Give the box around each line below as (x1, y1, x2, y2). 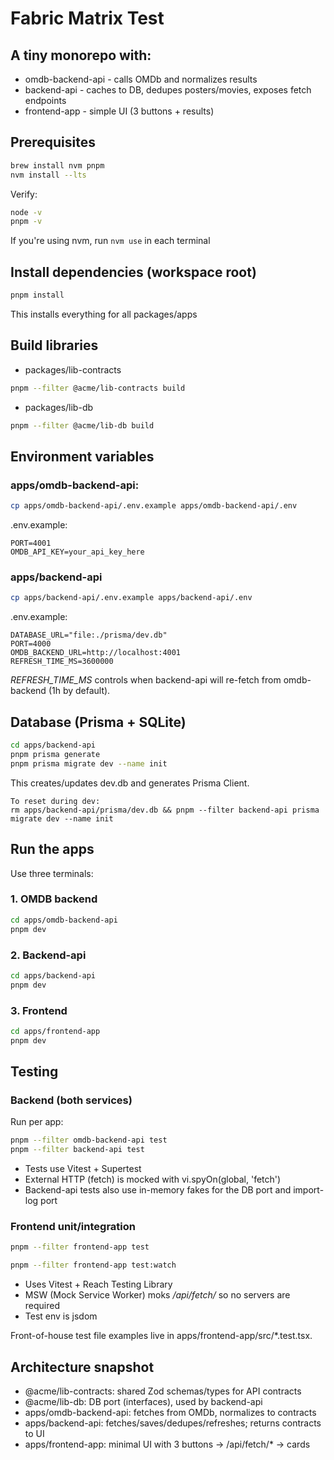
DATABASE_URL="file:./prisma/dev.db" (10, 630, 168, 641)
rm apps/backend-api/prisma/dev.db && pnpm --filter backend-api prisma (10, 805, 320, 815)
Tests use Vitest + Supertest (24, 1163, 142, 1175)
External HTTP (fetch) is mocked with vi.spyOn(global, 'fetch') (24, 1173, 282, 1186)
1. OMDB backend (10, 892, 98, 906)
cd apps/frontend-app (10, 1026, 101, 1036)
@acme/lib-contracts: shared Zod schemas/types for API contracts (24, 1385, 302, 1397)
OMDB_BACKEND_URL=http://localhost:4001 (10, 648, 182, 658)
